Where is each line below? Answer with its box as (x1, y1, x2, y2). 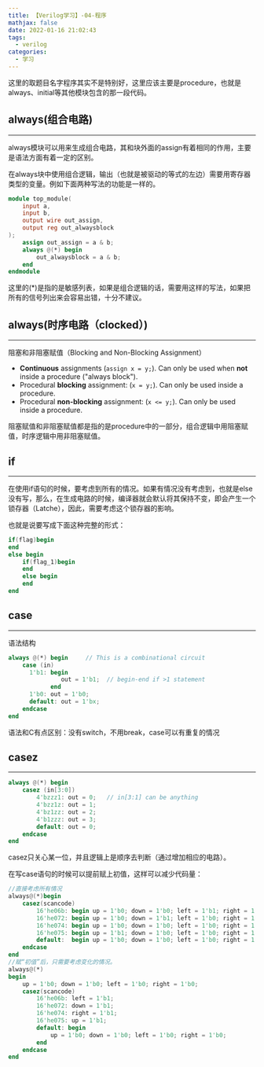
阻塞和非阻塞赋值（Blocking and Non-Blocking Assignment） (8, 348, 206, 358)
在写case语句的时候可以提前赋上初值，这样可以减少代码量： (8, 870, 203, 879)
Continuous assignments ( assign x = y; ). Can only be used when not (19, 363, 248, 373)
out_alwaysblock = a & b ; (36, 253, 122, 261)
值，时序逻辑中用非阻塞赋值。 (8, 432, 104, 441)
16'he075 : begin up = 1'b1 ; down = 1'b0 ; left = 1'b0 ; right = (36, 929, 248, 936)
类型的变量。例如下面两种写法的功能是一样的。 (8, 178, 159, 189)
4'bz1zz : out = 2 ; (36, 808, 97, 816)
